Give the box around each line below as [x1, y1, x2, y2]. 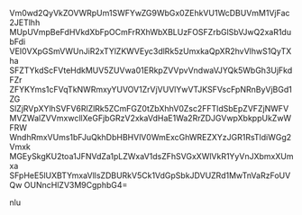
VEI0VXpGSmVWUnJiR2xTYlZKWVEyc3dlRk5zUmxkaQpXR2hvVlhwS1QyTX [9, 46, 292, 57]
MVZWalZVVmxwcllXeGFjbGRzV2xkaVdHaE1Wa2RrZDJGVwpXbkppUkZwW [9, 112, 292, 123]
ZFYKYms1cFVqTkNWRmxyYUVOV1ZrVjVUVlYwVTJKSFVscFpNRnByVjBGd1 [9, 85, 293, 94]
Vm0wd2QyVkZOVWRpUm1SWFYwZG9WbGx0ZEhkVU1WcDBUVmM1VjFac [9, 8, 290, 18]
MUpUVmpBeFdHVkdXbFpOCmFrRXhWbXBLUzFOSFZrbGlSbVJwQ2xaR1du [9, 27, 291, 37]
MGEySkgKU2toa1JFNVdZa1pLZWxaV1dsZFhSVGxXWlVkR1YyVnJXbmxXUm [9, 151, 294, 161]
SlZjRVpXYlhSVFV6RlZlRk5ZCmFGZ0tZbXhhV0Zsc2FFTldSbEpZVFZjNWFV [9, 103, 289, 113]
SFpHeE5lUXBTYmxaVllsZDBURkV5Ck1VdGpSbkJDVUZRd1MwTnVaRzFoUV [9, 170, 291, 181]
